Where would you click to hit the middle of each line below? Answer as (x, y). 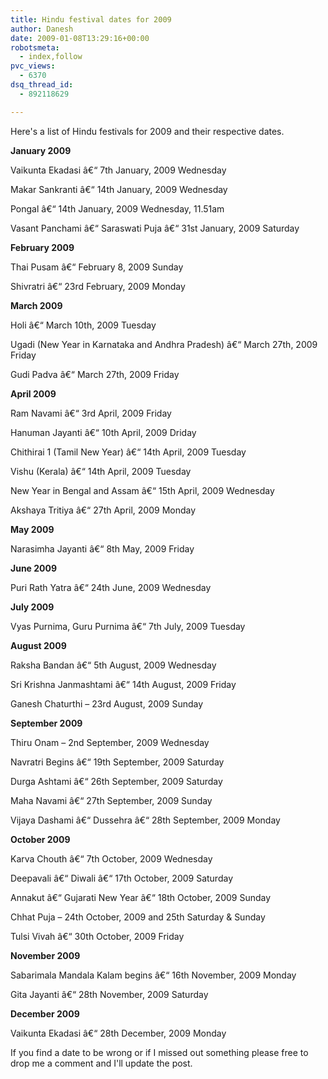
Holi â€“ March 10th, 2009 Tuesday (83, 325)
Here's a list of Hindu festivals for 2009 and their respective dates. (147, 131)
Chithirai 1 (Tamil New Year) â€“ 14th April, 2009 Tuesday (128, 452)
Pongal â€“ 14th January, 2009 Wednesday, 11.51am (117, 208)
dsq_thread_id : (42, 85)
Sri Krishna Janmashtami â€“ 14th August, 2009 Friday (123, 684)
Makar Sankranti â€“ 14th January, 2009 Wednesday (119, 189)
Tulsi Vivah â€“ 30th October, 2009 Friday (97, 936)
